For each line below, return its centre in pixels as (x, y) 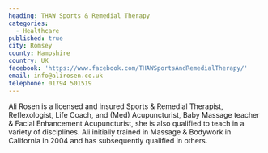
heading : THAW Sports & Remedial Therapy (79, 16)
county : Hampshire (39, 53)
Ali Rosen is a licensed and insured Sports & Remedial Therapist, (116, 106)
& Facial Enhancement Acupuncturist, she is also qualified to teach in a (126, 123)
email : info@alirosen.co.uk (56, 76)
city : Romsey (30, 46)
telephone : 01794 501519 (50, 83)
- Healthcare (38, 31)
